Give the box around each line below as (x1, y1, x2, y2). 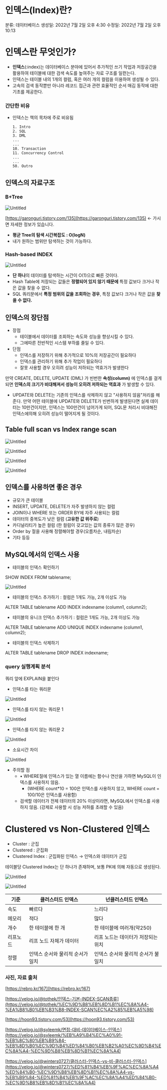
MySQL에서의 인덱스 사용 (5, 550, 80, 559)
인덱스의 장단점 (5, 313, 49, 322)
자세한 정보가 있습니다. (10, 221, 55, 227)
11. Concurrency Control (12, 151, 64, 156)
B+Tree (5, 193, 23, 200)
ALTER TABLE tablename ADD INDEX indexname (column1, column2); (5, 604, 148, 610)
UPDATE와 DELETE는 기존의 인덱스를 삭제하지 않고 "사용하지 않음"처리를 (12, 392, 155, 398)
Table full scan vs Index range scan (5, 425, 117, 434)
